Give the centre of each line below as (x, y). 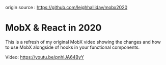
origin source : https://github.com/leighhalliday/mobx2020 (66, 7)
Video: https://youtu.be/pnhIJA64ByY (45, 57)
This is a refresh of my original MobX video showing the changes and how (83, 42)
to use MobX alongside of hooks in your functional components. (73, 47)
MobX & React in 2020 (53, 28)
